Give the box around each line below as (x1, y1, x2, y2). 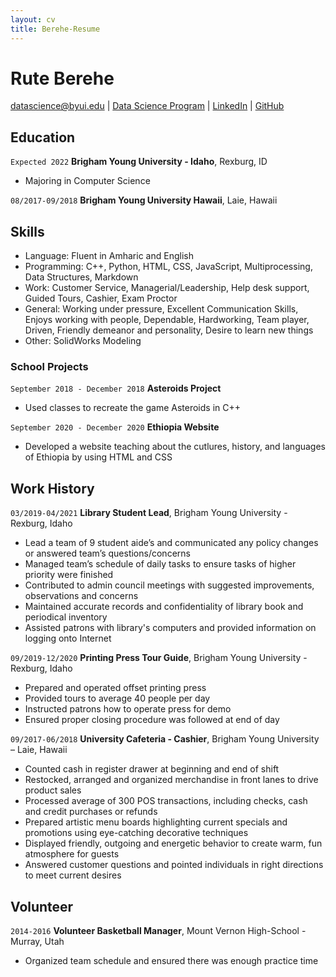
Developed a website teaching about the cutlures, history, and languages (24, 441, 327, 453)
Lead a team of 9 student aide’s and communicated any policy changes (24, 537, 319, 549)
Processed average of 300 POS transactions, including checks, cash (24, 795, 308, 807)
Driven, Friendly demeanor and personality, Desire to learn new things (24, 324, 314, 336)
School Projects (10, 359, 89, 373)
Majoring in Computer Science (24, 175, 151, 187)
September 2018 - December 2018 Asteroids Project (10, 382, 222, 395)
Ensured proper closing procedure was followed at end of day (24, 714, 280, 726)
